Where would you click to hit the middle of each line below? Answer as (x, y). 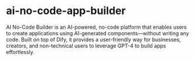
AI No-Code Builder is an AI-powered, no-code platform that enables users (97, 27)
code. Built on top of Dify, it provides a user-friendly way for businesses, (94, 39)
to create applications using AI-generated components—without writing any (97, 33)
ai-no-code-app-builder (66, 11)
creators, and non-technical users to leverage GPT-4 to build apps (86, 46)
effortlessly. (20, 52)
